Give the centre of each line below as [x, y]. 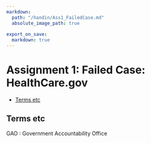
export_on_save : [27, 35]
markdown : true [31, 40]
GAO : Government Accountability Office [57, 133]
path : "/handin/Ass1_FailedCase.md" [58, 18]
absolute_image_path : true [46, 23]
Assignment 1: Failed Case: [76, 70]
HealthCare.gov [47, 83]
